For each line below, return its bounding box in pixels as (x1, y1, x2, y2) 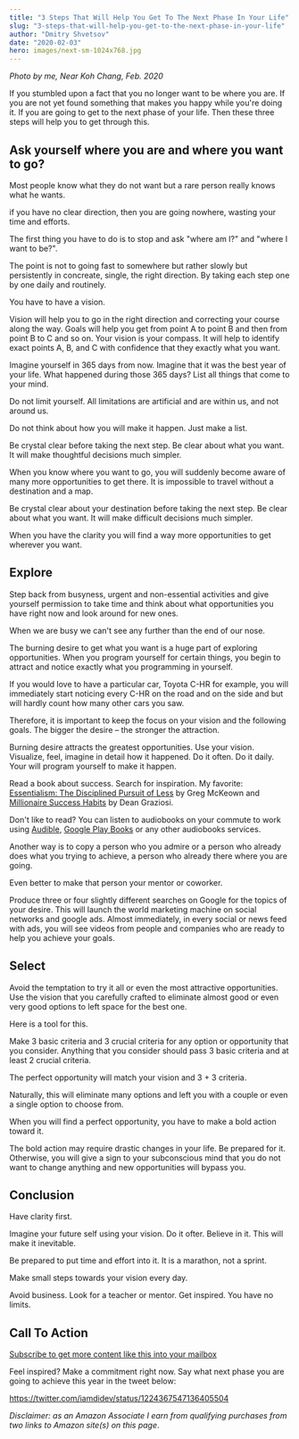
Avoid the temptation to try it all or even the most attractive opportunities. (9, 982, 278, 993)
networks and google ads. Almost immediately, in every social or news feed (9, 913, 287, 924)
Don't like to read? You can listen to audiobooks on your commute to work (9, 814, 281, 825)
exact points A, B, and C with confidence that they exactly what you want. (9, 342, 281, 353)
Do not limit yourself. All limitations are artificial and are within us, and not (9, 395, 279, 406)
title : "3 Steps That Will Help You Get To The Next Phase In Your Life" (9, 12, 290, 22)
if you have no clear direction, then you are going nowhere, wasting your (9, 206, 277, 217)
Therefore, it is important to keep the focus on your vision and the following (9, 715, 287, 726)
